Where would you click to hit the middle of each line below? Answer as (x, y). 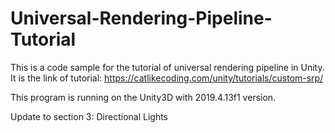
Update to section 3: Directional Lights (89, 116)
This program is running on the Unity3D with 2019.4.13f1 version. (143, 97)
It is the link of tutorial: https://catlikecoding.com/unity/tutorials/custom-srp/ (167, 78)
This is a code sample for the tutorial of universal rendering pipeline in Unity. (167, 67)
